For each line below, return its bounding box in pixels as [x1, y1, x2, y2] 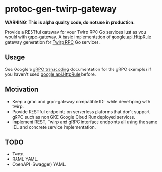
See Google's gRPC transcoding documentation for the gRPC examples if [5, 66, 151, 72]
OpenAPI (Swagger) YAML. [12, 161, 66, 167]
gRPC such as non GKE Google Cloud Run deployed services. [12, 114, 136, 120]
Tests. [12, 151, 25, 157]
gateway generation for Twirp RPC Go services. [5, 39, 100, 45]
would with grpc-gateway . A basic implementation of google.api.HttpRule [5, 34, 152, 40]
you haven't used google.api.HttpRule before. [5, 71, 96, 77]
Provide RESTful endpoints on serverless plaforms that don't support [12, 108, 150, 115]
